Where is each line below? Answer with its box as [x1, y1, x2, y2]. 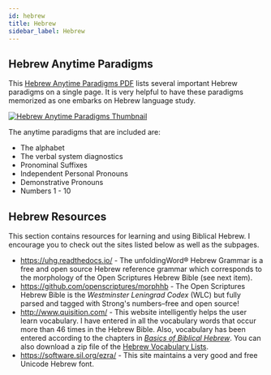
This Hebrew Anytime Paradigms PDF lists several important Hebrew [8, 79, 238, 88]
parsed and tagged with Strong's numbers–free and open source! [19, 299, 239, 308]
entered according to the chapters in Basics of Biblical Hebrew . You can [19, 334, 261, 343]
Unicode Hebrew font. [19, 359, 95, 369]
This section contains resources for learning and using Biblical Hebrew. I [8, 231, 250, 240]
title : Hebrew [8, 19, 57, 28]
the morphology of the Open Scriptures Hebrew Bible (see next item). [19, 273, 253, 282]
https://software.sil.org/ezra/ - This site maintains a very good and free [19, 351, 258, 360]
